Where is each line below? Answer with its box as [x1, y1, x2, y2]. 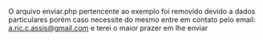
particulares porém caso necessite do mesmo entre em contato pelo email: [8, 15, 256, 24]
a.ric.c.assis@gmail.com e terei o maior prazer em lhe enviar [8, 24, 208, 32]
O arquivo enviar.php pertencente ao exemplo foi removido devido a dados [8, 7, 256, 16]
